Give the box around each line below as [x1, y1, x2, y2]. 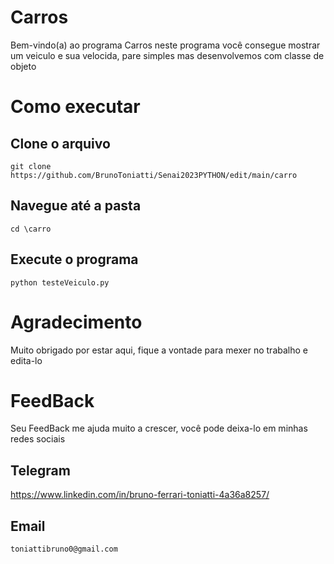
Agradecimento [10, 311, 143, 333]
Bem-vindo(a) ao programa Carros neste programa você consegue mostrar [10, 39, 321, 51]
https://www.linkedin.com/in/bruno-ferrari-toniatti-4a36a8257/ [10, 489, 270, 501]
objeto [10, 60, 37, 72]
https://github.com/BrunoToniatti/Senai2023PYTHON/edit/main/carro [10, 170, 298, 180]
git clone [10, 161, 52, 171]
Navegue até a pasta [10, 197, 142, 215]
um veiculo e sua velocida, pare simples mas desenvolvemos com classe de [10, 49, 325, 61]
